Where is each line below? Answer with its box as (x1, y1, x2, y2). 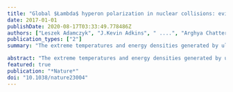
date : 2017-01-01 (7, 17, 58, 24)
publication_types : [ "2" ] (7, 36, 82, 43)
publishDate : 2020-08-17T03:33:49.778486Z (7, 23, 132, 30)
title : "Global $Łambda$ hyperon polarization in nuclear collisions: (7, 10, 216, 17)
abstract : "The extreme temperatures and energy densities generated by (7, 55, 222, 62)
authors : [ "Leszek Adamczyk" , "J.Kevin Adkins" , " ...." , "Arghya (7, 29, 203, 37)
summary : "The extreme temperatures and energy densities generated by (7, 42, 218, 49)
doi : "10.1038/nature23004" (7, 74, 89, 81)
